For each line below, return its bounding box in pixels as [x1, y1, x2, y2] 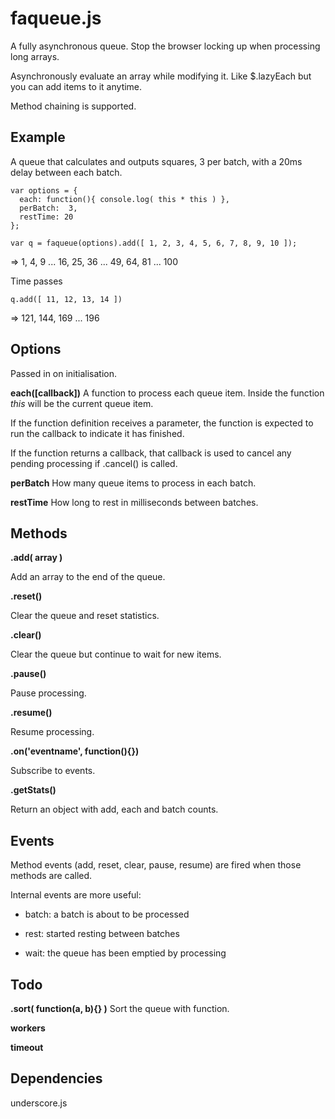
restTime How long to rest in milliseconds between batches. [10, 496, 259, 508]
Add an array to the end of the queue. [10, 571, 166, 583]
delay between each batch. [10, 166, 123, 178]
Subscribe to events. [10, 765, 96, 777]
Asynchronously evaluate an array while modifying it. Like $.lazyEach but [10, 70, 312, 82]
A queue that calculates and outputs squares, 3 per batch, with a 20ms [10, 155, 303, 167]
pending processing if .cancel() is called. [10, 457, 178, 469]
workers [10, 1022, 46, 1034]
